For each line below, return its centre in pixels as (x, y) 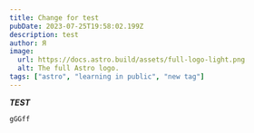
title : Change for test (54, 18)
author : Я (28, 43)
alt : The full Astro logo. (68, 69)
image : (22, 52)
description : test (44, 34)
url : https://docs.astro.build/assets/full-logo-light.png (132, 60)
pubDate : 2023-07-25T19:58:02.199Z (77, 26)
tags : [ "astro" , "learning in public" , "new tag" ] (107, 77)
